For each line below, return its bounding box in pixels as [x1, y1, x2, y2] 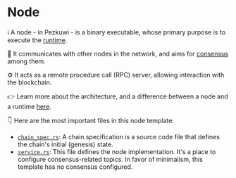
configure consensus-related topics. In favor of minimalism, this [17, 155, 203, 163]
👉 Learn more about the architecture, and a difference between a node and [7, 92, 229, 101]
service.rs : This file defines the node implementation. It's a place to [17, 147, 216, 155]
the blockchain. [7, 78, 52, 87]
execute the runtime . [7, 36, 68, 44]
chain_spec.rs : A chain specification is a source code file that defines [17, 132, 221, 141]
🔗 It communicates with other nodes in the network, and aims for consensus [7, 49, 229, 58]
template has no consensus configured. [17, 163, 133, 171]
